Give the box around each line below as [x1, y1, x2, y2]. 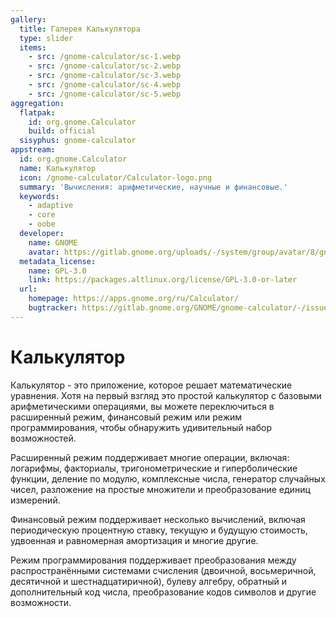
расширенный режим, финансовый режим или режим [10, 411, 243, 423]
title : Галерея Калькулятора [19, 24, 141, 34]
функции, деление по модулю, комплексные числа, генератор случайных [10, 472, 326, 485]
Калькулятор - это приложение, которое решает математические [10, 379, 293, 391]
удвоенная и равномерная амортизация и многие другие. [10, 534, 259, 546]
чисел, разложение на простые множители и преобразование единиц [10, 483, 311, 495]
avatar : [28, 247, 60, 257]
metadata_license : [19, 256, 97, 266]
